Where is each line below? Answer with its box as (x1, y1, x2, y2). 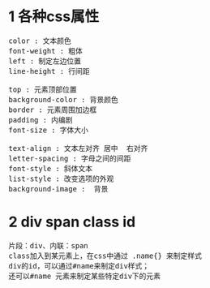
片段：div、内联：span (8, 241, 89, 250)
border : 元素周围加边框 (8, 105, 97, 114)
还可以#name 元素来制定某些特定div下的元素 (8, 271, 161, 281)
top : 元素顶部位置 (8, 84, 77, 94)
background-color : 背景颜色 (8, 95, 119, 104)
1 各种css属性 (8, 7, 100, 26)
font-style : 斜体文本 (8, 164, 93, 173)
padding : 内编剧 (8, 115, 73, 124)
